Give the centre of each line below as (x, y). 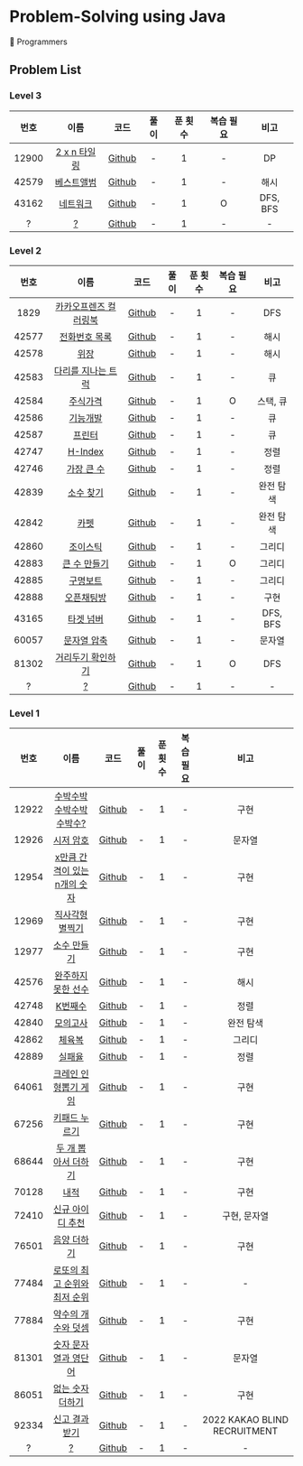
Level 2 (26, 250)
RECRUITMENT (246, 1431)
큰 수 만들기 (86, 563)
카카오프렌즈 (80, 306)
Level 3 (26, 96)
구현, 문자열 (245, 1216)
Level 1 (25, 713)
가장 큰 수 (86, 469)
